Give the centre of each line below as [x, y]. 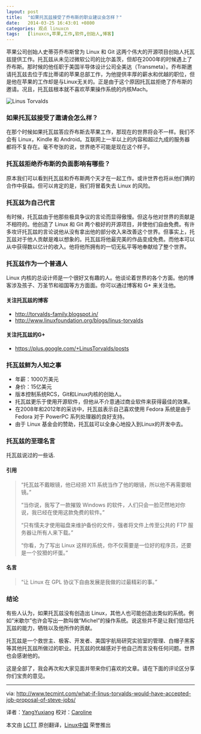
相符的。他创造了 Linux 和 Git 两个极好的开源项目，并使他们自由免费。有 [100, 225]
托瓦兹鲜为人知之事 [34, 365]
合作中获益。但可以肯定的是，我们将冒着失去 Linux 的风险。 [80, 186]
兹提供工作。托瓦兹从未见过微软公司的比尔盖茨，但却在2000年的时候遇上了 [99, 59]
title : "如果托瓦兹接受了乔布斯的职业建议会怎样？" [64, 17]
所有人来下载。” [55, 532]
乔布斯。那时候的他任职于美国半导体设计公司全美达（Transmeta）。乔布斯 [97, 67]
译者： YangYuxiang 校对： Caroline [49, 712]
